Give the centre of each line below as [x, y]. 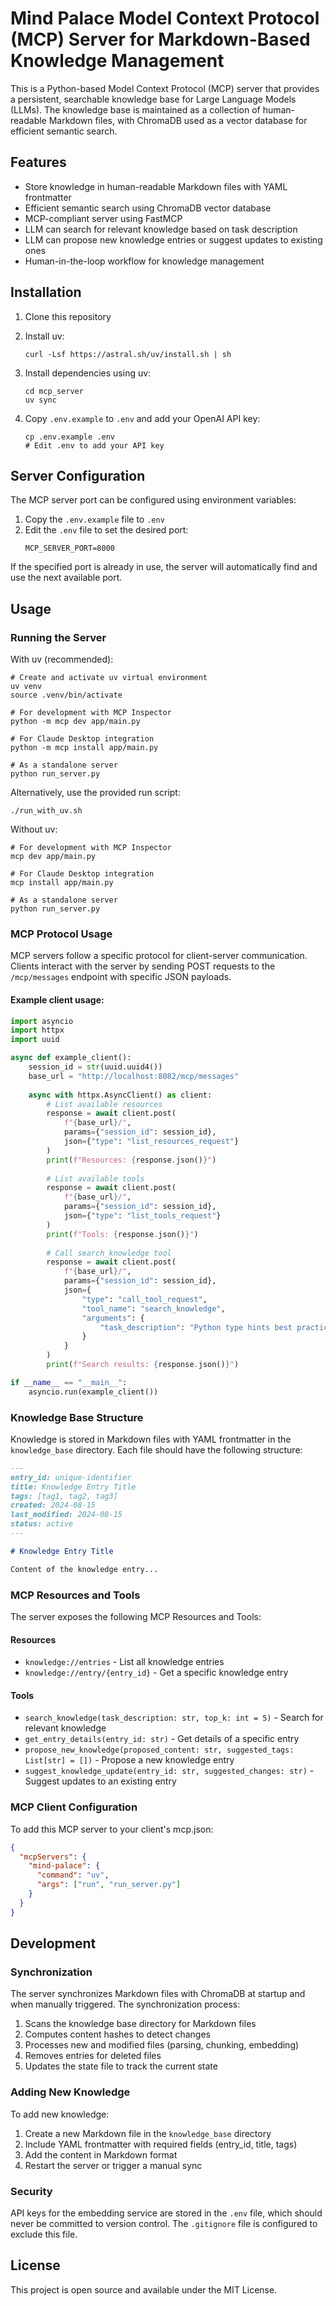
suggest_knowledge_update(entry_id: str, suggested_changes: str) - [169, 1771]
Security [31, 2191]
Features [38, 162]
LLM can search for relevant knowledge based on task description [161, 229]
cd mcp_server [54, 391]
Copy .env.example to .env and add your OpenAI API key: [142, 418]
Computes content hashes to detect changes [117, 2034]
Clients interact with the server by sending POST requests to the [143, 966]
